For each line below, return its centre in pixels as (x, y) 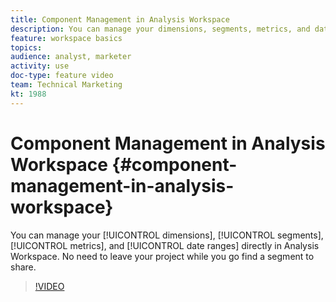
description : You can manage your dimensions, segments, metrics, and (160, 29)
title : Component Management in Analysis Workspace (120, 19)
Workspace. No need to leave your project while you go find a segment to (162, 256)
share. (23, 267)
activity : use (40, 66)
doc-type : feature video (62, 76)
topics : (26, 47)
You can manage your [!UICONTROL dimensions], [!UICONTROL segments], (167, 235)
